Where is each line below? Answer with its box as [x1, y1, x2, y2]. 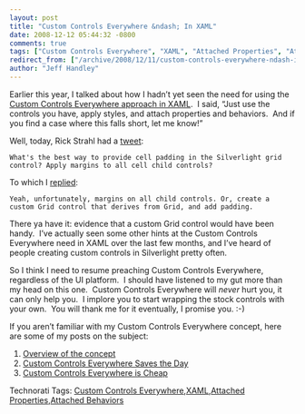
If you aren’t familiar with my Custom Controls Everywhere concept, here [9, 320, 282, 331]
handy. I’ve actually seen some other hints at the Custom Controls [9, 228, 259, 239]
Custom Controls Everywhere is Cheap [22, 367, 168, 378]
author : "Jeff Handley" [9, 64, 100, 74]
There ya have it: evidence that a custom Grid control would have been [9, 218, 275, 229]
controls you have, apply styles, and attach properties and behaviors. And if [9, 108, 295, 119]
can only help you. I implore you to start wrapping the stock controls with [9, 293, 285, 304]
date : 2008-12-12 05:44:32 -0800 [9, 30, 136, 39]
